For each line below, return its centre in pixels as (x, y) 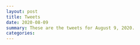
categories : (21, 33)
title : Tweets (23, 17)
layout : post (22, 11)
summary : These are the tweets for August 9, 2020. (70, 28)
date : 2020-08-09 (27, 22)
